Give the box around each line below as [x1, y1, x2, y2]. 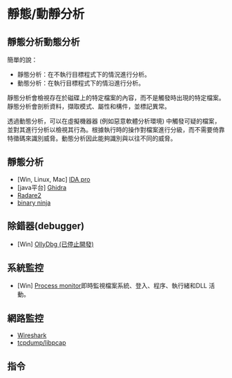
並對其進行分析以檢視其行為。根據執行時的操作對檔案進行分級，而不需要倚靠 [7, 126, 225, 133]
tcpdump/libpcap [17, 339, 67, 347]
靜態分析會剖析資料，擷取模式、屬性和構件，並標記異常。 [7, 102, 171, 111]
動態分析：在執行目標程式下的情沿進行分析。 [17, 79, 145, 87]
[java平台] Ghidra [17, 183, 67, 191]
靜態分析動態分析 [7, 36, 80, 48]
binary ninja [17, 198, 51, 207]
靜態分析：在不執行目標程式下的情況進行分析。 [17, 70, 151, 78]
